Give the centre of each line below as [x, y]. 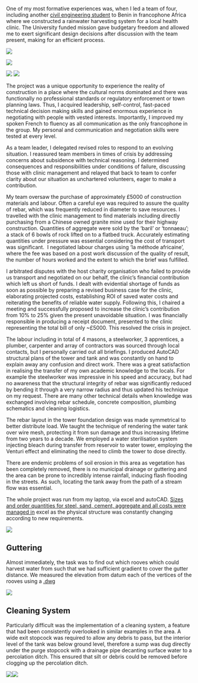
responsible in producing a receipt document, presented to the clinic [90, 321]
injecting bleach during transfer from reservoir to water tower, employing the [99, 445]
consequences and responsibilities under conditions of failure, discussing [96, 166]
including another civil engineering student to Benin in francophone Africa [96, 15]
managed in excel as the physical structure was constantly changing [90, 512]
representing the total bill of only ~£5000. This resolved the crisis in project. [98, 328]
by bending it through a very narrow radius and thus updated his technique [97, 389]
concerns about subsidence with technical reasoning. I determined [87, 160]
